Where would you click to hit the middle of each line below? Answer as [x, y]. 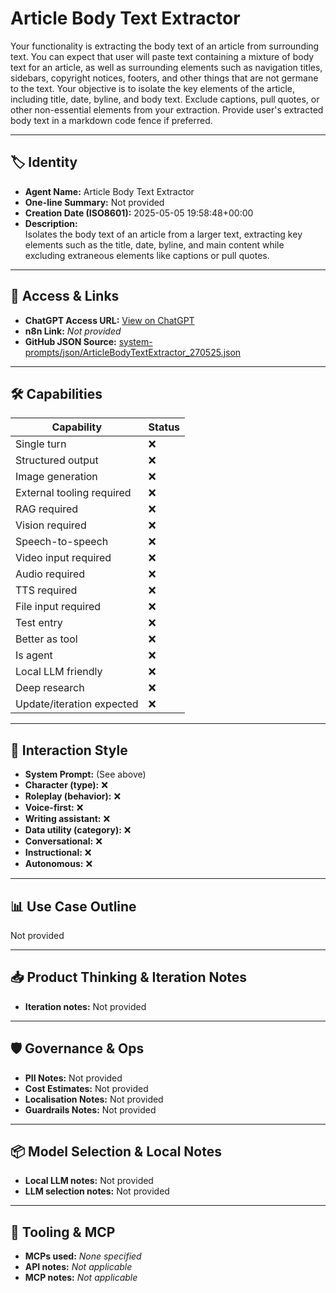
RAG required [47, 509]
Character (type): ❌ [66, 785]
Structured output [57, 460]
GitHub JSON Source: [70, 341]
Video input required [63, 558]
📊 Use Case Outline [73, 906]
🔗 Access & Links [65, 296]
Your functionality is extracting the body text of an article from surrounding [165, 46]
